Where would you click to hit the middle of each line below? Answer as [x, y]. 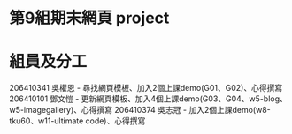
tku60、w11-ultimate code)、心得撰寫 [77, 121]
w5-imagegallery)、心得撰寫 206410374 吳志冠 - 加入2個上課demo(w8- [140, 110]
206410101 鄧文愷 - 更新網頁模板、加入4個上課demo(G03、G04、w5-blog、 [148, 99]
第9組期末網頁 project [89, 18]
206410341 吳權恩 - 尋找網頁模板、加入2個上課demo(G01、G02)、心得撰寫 [146, 88]
